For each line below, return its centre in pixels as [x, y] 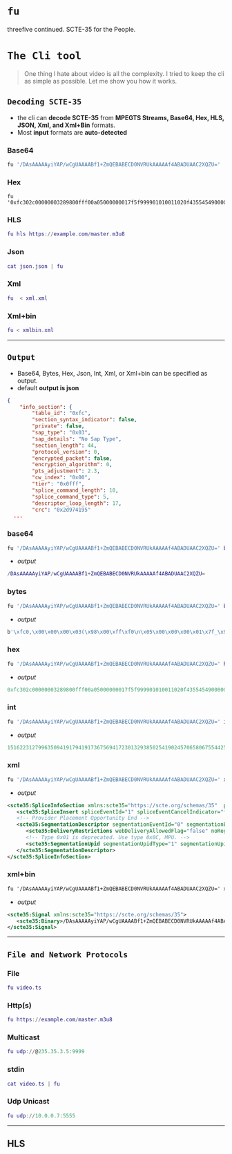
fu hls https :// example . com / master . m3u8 [66, 234]
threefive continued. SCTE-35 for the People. [71, 29]
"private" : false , [58, 426]
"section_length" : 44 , [65, 445]
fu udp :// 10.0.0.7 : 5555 [41, 1116]
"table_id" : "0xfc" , [61, 413]
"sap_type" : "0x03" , [61, 433]
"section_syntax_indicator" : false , [85, 420]
